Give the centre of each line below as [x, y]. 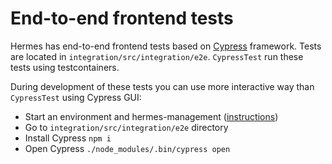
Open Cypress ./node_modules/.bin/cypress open [127, 148]
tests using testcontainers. [65, 67]
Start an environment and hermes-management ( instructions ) [151, 116]
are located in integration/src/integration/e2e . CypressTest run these [157, 56]
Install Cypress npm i [68, 138]
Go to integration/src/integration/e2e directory [126, 127]
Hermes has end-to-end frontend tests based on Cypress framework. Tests [166, 46]
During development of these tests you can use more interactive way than [162, 86]
